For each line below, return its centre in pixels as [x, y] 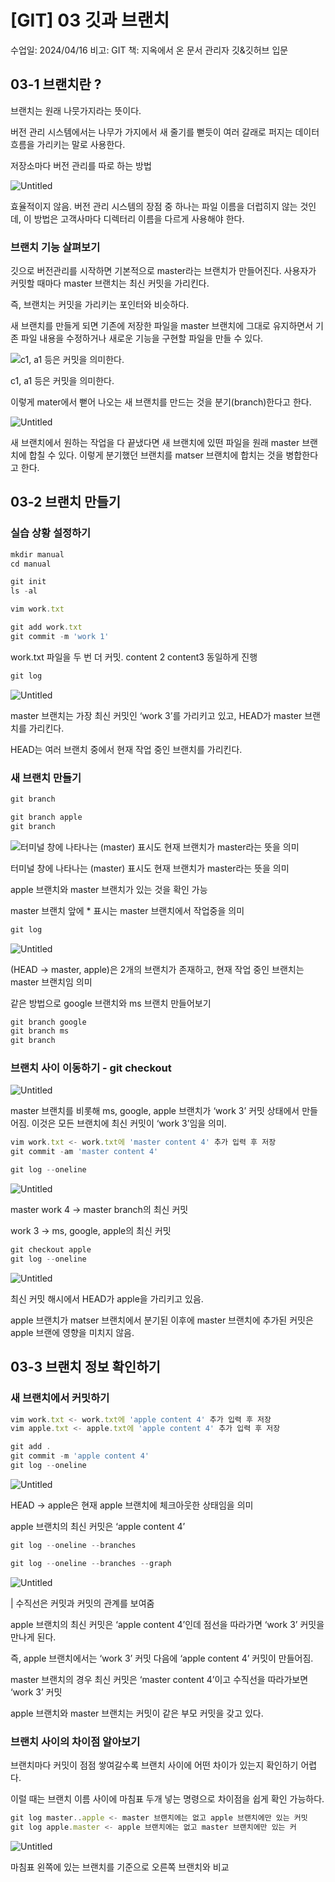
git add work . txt [46, 627]
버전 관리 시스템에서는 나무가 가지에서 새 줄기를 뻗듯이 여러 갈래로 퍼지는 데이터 [165, 132]
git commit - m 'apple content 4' [80, 1456]
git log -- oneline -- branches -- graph [91, 1563]
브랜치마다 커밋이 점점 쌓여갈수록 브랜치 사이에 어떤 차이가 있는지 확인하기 [154, 1765]
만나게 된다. [33, 1637]
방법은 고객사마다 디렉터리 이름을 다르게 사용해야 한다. [139, 218]
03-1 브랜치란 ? [56, 84]
